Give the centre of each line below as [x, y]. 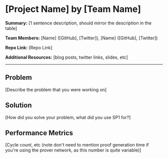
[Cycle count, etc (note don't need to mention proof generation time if [77, 145]
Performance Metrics [39, 133]
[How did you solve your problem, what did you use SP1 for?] [68, 117]
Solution [18, 105]
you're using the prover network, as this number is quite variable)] [73, 150]
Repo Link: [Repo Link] [29, 47]
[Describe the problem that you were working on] [56, 89]
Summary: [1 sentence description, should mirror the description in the [78, 23]
